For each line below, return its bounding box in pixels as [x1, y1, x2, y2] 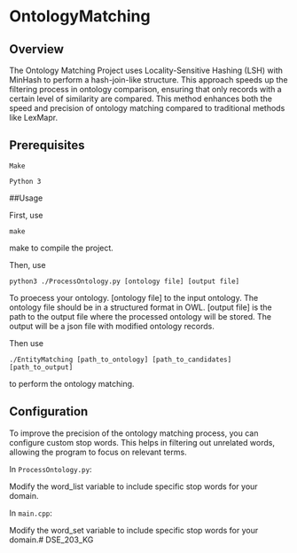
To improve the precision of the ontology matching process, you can [9, 428, 259, 438]
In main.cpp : [9, 508, 53, 518]
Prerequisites [9, 138, 85, 153]
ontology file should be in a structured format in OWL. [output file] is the [9, 302, 272, 312]
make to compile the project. [9, 242, 113, 253]
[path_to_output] [9, 362, 74, 372]
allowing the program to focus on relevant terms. [9, 446, 188, 457]
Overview [9, 42, 65, 57]
